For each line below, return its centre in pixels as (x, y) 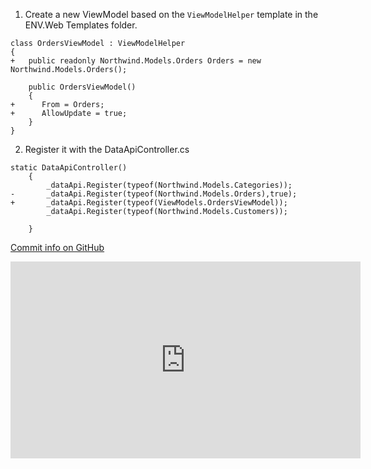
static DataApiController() (69, 168)
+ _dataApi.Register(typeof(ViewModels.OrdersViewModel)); (149, 203)
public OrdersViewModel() (82, 87)
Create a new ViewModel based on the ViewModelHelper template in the (171, 14)
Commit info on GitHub (57, 247)
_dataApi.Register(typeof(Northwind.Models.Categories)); (169, 185)
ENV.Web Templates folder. (81, 25)
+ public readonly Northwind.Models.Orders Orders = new (136, 61)
